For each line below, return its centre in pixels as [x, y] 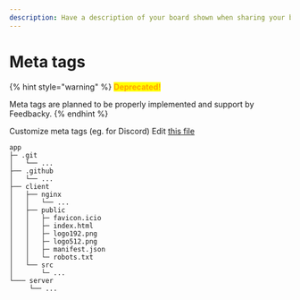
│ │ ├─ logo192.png [54, 234]
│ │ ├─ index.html [51, 226]
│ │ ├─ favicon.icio [55, 218]
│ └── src [31, 265]
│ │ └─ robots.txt [51, 257]
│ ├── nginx [36, 194]
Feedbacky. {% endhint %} [59, 114]
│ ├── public [37, 210]
